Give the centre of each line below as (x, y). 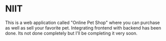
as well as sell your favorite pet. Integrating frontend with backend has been (83, 27)
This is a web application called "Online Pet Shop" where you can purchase (83, 22)
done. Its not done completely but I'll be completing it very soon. (71, 33)
